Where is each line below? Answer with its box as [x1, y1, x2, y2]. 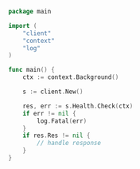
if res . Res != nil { [22, 132, 91, 140]
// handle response [37, 140, 102, 147]
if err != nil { [22, 109, 77, 117]
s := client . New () [22, 88, 84, 96]
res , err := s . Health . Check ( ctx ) [22, 102, 134, 110]
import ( [8, 22, 37, 29]
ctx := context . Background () [22, 73, 119, 81]
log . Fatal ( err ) [37, 116, 87, 125]
